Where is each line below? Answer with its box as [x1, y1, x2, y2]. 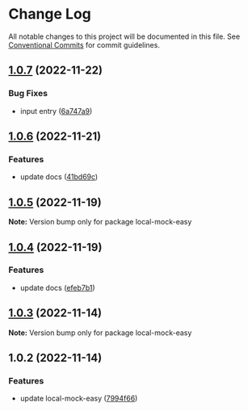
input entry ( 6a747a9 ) [19, 106, 93, 115]
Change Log [8, 5, 91, 23]
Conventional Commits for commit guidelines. [8, 40, 160, 49]
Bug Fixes [8, 88, 48, 99]
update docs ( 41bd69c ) [19, 172, 99, 182]
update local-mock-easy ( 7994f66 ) [19, 393, 138, 404]
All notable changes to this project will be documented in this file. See [8, 31, 241, 41]
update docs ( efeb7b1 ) [19, 283, 95, 292]
